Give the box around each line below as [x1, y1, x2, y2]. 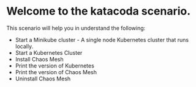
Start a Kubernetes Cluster [15, 49, 83, 56]
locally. [15, 43, 34, 50]
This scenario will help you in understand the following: [6, 24, 146, 32]
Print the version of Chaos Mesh [15, 68, 97, 75]
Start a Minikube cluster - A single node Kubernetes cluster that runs [15, 36, 189, 43]
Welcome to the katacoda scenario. [6, 4, 191, 18]
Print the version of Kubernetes [15, 62, 95, 69]
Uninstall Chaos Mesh [15, 75, 71, 82]
